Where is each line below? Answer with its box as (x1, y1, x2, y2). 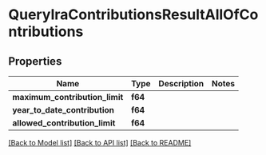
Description (158, 78, 204, 89)
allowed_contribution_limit (12, 117, 116, 129)
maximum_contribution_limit (12, 92, 124, 102)
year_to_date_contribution (12, 105, 114, 115)
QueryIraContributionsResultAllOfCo (8, 6, 259, 24)
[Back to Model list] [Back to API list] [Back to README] (8, 138, 192, 147)
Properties (8, 54, 62, 68)
